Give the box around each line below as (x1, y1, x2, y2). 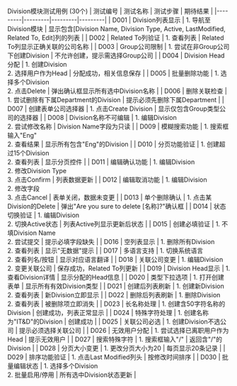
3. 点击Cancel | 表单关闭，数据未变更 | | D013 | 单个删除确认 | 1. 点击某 (7, 193, 212, 202)
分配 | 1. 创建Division (7, 60, 67, 68)
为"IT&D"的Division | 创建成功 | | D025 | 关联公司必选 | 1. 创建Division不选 (7, 317, 221, 326)
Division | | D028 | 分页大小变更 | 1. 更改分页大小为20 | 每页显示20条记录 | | (7, 344, 226, 352)
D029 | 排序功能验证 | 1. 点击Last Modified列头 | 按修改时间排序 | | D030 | (7, 353, 221, 361)
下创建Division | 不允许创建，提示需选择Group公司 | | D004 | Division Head (7, 51, 225, 60)
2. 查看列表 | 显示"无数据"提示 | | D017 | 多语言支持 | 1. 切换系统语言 (7, 246, 204, 255)
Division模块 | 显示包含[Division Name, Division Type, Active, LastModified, (7, 25, 226, 33)
